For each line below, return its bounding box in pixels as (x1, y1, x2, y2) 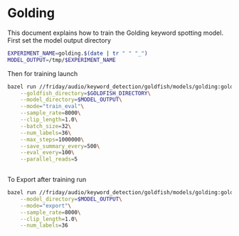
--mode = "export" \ (20, 202, 72, 209)
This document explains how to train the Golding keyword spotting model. (7, 28, 224, 37)
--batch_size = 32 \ (20, 122, 72, 129)
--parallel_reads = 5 (20, 156, 78, 163)
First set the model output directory (7, 36, 112, 44)
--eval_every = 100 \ (20, 149, 75, 156)
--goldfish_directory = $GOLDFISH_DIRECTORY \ (20, 90, 152, 97)
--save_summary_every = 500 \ (20, 142, 100, 150)
